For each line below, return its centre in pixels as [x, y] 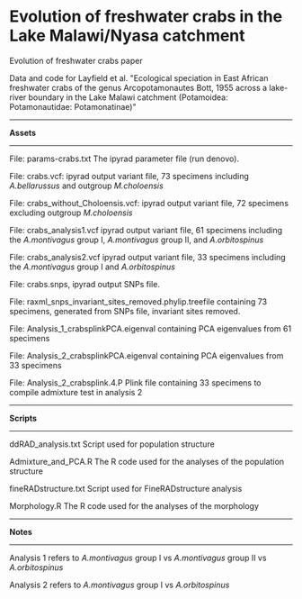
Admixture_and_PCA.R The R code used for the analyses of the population [147, 461]
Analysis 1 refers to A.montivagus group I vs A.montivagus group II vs [138, 558]
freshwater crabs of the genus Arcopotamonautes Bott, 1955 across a [138, 87]
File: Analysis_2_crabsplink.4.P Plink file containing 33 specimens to [135, 382]
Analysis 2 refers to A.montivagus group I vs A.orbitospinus [120, 585]
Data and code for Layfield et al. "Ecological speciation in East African [139, 77]
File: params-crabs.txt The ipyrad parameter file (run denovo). [124, 159]
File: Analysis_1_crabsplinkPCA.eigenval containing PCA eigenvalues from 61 [151, 328]
